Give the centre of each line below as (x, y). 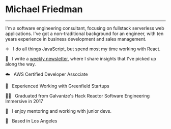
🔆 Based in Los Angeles (31, 121)
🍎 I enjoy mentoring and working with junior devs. (59, 111)
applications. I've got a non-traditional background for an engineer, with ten (84, 34)
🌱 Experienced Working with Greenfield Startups (57, 86)
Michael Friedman (44, 9)
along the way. (21, 64)
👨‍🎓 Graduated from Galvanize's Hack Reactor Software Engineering (78, 95)
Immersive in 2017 (24, 101)
